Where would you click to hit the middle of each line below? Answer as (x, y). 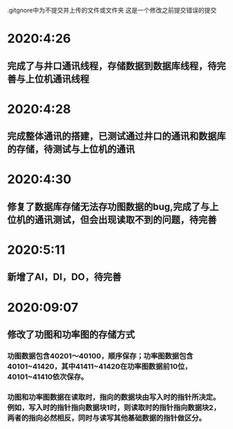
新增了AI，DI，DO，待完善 (64, 277)
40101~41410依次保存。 (48, 376)
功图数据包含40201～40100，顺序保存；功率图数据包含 (100, 356)
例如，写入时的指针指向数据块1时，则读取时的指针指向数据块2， (114, 408)
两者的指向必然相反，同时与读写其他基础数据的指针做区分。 (107, 418)
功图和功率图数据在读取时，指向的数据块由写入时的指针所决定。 (114, 397)
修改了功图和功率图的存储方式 (71, 334)
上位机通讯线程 (57, 79)
